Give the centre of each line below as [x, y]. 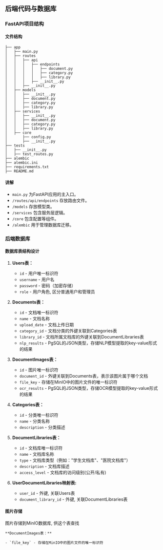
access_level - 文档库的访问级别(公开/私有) [63, 472]
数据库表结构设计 [22, 251]
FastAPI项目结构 [24, 24]
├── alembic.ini [21, 163]
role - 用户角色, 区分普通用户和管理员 [57, 292]
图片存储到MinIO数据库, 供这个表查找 [42, 523]
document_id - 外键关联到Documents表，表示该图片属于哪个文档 [83, 376]
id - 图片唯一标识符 [39, 370]
